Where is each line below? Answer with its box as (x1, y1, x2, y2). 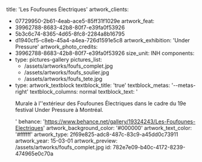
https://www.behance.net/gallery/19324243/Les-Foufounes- (44, 118, 196, 125)
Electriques (15, 125, 44, 131)
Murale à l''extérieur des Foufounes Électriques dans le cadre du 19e (15, 100, 186, 107)
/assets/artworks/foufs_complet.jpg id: (15, 144, 112, 151)
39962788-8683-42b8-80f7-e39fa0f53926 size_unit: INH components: (15, 50, 195, 57)
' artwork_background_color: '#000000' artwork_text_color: (43, 125, 192, 131)
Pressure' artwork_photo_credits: (15, 43, 98, 50)
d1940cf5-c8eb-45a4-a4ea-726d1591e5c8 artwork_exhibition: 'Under (15, 37, 191, 44)
